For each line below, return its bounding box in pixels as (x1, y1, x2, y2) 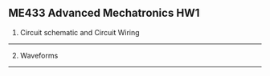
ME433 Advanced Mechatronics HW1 (8, 6, 200, 20)
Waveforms (19, 50, 59, 60)
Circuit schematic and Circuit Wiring (19, 27, 140, 37)
